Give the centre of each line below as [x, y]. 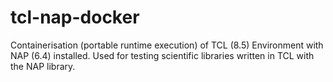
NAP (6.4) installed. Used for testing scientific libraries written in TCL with [162, 55]
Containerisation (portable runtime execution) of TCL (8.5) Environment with [167, 45]
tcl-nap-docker [75, 17]
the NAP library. [43, 66]
